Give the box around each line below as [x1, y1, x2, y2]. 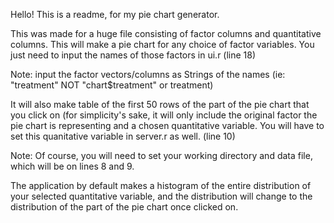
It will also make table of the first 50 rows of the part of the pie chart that [10, 99, 310, 110]
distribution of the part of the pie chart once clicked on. [10, 201, 239, 213]
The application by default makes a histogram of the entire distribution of [10, 180, 312, 191]
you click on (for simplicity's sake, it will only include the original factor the [10, 109, 318, 121]
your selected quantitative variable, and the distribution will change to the [10, 190, 313, 202]
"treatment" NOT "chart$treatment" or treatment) [10, 79, 214, 91]
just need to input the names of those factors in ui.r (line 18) [10, 49, 257, 61]
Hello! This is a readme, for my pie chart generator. [10, 9, 220, 20]
